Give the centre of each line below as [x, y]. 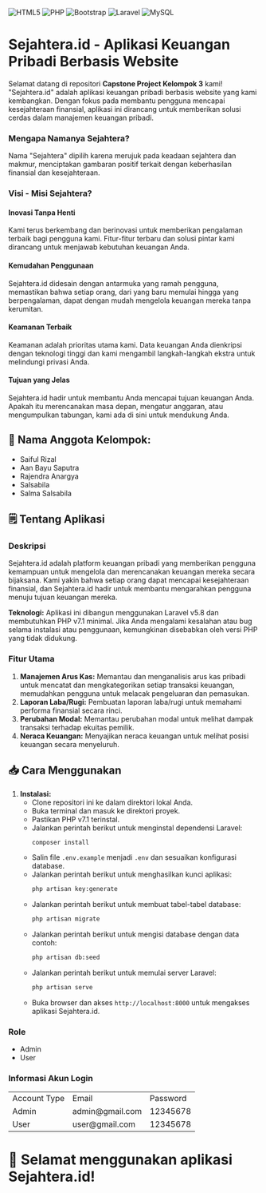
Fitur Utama [31, 659]
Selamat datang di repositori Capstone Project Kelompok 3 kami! [115, 83]
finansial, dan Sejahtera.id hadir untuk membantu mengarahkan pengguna [130, 589]
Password [168, 1098]
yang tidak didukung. [43, 638]
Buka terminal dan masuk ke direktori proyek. [106, 810]
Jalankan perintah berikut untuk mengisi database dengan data [135, 934]
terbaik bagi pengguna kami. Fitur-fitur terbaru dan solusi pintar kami [121, 239]
